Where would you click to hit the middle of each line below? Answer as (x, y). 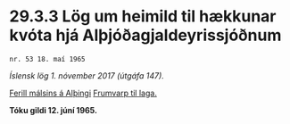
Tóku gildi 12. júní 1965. (54, 110)
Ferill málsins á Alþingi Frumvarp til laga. (83, 93)
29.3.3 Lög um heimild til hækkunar (143, 17)
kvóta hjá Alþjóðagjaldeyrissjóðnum (145, 35)
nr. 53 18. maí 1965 (48, 59)
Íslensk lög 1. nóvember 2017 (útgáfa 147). (87, 75)
